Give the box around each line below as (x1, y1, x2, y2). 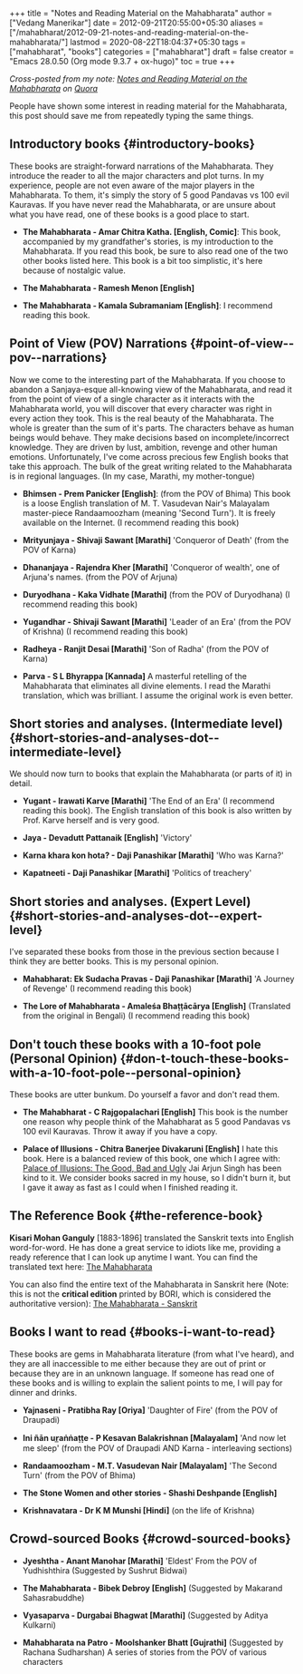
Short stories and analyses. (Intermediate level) (9, 716, 283, 732)
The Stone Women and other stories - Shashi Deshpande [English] (22, 1487, 278, 1498)
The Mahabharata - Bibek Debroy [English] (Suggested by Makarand (22, 1582, 283, 1593)
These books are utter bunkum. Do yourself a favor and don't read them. (9, 1089, 280, 1100)
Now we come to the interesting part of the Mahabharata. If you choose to (9, 374, 286, 384)
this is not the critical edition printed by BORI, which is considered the (9, 1288, 271, 1299)
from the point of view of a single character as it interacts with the (9, 394, 255, 404)
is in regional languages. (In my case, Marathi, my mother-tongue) (9, 471, 255, 482)
